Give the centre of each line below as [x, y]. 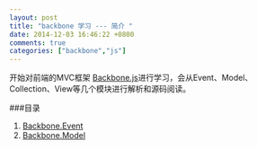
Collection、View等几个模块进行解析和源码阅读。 [100, 89]
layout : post [34, 18]
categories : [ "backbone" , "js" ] [68, 51]
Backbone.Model [54, 136]
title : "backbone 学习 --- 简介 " [71, 26]
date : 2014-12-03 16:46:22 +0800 [72, 34]
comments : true [38, 43]
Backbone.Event [53, 126]
